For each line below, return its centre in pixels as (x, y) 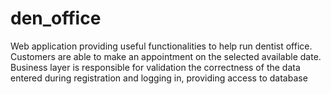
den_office (56, 18)
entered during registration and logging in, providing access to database (159, 78)
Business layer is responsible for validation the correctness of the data (155, 67)
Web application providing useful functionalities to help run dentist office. (161, 46)
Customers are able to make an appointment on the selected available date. (166, 56)
